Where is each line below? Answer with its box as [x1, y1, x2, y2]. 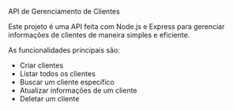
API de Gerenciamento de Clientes [8, 7, 120, 16]
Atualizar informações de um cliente [19, 86, 137, 95]
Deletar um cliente [19, 94, 80, 103]
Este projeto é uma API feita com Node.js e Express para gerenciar [8, 22, 225, 31]
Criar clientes [19, 60, 64, 70]
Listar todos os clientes [19, 69, 96, 78]
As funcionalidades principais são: [8, 46, 120, 54]
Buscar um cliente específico [19, 78, 115, 86]
